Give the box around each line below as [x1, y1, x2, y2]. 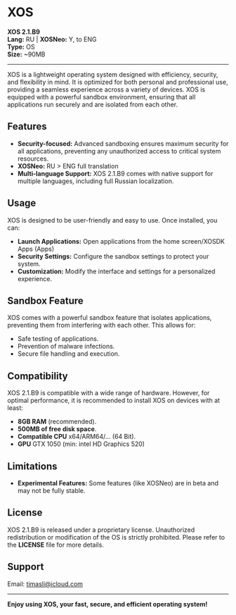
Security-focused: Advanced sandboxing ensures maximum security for [17, 139, 229, 148]
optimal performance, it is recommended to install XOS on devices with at [7, 396, 220, 405]
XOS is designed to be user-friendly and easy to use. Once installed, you [7, 216, 218, 224]
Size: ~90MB [7, 50, 46, 58]
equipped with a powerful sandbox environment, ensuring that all [7, 92, 196, 101]
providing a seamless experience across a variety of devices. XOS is [7, 85, 206, 94]
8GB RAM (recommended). [17, 417, 97, 426]
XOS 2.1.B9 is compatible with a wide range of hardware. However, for [7, 389, 210, 397]
